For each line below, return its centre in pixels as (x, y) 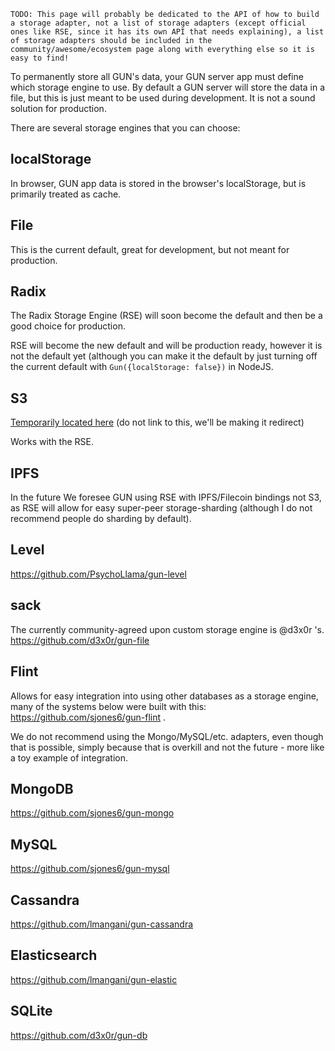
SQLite (31, 1011)
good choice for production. (68, 326)
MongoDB (42, 788)
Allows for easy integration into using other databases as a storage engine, (164, 696)
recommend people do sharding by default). (101, 519)
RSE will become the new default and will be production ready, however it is (166, 346)
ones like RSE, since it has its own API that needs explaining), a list (167, 32)
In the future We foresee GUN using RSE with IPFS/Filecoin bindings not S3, (166, 497)
